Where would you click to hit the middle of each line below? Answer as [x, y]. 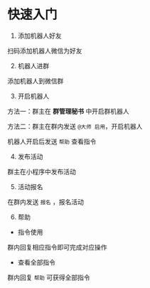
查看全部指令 [36, 262]
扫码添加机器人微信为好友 [45, 50]
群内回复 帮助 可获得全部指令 [49, 277]
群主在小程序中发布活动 [42, 171]
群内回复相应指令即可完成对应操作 [57, 247]
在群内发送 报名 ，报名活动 [45, 202]
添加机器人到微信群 [36, 81]
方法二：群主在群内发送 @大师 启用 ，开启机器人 [75, 126]
